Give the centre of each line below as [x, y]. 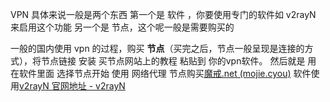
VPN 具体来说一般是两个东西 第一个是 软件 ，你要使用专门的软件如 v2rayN [163, 14]
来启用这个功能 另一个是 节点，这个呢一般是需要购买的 [122, 27]
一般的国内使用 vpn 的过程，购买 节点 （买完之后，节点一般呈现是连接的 [157, 48]
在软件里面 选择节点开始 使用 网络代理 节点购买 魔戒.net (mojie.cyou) [151, 73]
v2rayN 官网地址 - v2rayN [72, 86]
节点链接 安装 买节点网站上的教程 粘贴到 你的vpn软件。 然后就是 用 [178, 61]
